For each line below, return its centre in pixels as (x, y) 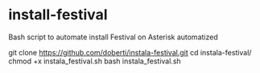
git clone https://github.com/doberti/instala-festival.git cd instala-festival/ (130, 52)
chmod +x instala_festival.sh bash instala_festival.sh (95, 61)
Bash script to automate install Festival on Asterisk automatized (113, 37)
